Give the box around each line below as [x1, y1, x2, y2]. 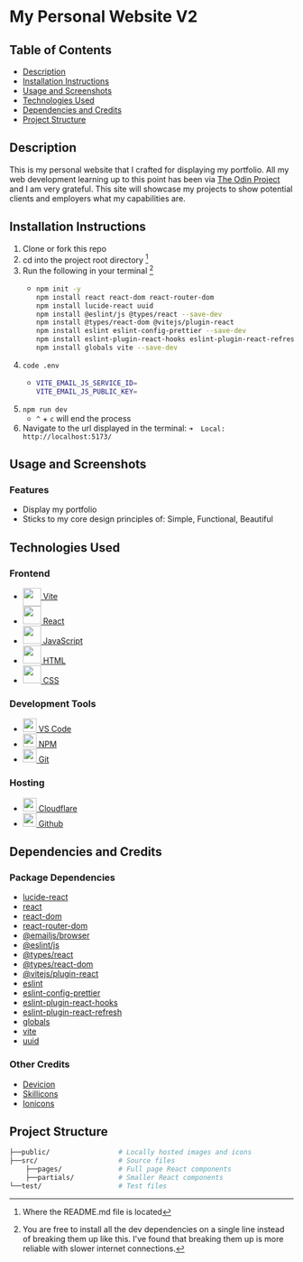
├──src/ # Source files [9, 1156, 176, 1165]
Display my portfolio [22, 504, 97, 515]
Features [9, 484, 50, 496]
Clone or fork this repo [22, 243, 106, 254]
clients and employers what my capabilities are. [9, 192, 187, 204]
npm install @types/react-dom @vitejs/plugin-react [35, 318, 234, 327]
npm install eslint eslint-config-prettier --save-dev [35, 327, 246, 336]
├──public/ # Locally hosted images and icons [9, 1148, 252, 1157]
